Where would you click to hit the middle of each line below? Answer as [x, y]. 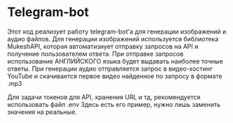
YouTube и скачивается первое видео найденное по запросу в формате [115, 76]
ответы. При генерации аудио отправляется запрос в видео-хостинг [110, 68]
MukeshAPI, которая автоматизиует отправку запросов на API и [103, 46]
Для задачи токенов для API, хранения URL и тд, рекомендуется [104, 97]
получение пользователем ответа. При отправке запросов [96, 54]
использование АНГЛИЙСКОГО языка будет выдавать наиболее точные [115, 61]
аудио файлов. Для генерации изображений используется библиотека [113, 38]
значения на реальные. [42, 112]
